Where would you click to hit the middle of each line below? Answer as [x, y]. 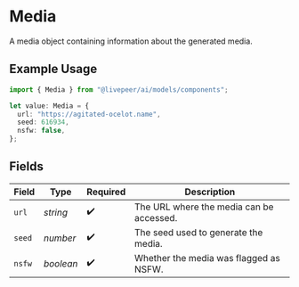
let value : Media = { [49, 106]
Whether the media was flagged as [207, 258]
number [60, 238]
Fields [27, 167]
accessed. [156, 217]
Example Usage [53, 69]
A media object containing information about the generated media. [131, 41]
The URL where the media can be [204, 207]
